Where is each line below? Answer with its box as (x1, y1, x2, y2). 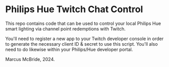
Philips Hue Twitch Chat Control (5, 4, 143, 15)
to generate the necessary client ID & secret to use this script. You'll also (5, 41, 158, 47)
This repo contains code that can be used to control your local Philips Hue (5, 20, 161, 26)
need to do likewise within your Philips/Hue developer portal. (5, 46, 133, 52)
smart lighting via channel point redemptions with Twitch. (5, 25, 126, 31)
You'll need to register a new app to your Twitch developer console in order (5, 36, 164, 42)
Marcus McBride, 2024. (5, 56, 55, 62)
